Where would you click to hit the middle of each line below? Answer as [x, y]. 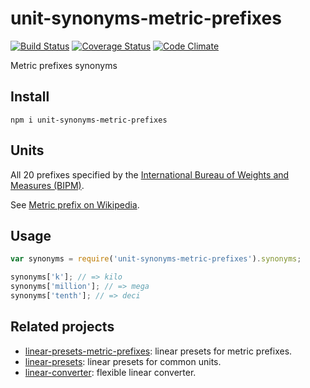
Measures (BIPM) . [47, 185]
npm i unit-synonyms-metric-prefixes [89, 120]
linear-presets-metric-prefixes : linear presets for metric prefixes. [158, 351]
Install [30, 97]
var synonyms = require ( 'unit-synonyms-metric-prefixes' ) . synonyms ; [156, 259]
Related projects [62, 327]
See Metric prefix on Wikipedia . [75, 204]
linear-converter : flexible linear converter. [110, 372]
